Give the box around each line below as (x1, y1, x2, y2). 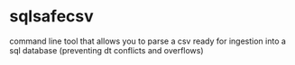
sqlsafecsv (9, 6, 95, 27)
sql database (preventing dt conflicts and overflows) (9, 45, 205, 55)
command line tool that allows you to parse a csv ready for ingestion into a (9, 36, 287, 46)
